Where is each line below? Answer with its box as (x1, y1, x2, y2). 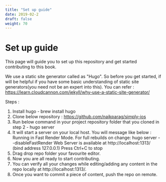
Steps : (5, 99, 20, 105)
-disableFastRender (12, 140, 53, 146)
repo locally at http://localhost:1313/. (12, 166, 87, 172)
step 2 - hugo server (12, 124, 55, 130)
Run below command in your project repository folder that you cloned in (12, 119, 160, 125)
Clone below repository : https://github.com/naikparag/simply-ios (12, 114, 146, 120)
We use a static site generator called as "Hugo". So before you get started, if (5, 74, 162, 80)
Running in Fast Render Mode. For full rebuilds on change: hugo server (12, 135, 157, 141)
